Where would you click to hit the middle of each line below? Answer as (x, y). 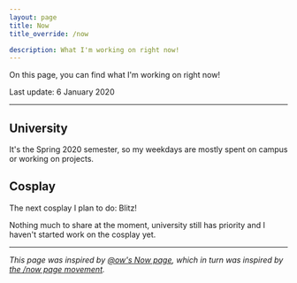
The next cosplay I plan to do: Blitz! (73, 208)
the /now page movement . (57, 269)
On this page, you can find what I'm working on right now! (115, 75)
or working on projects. (52, 159)
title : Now (29, 26)
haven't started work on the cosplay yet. (83, 234)
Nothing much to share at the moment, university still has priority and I (137, 225)
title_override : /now (49, 34)
